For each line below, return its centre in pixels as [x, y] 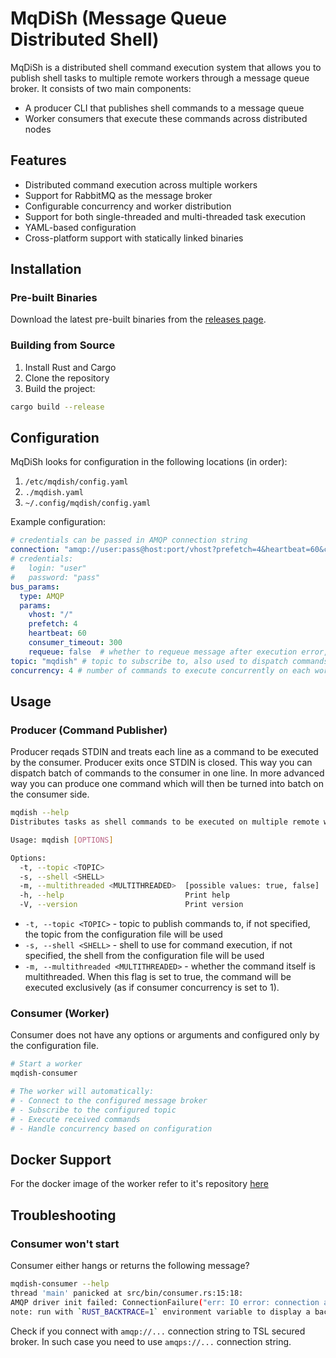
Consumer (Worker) [60, 1014]
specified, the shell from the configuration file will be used [144, 956]
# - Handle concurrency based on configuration [111, 1128]
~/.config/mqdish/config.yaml [88, 503]
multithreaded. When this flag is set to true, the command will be [158, 977]
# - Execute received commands [75, 1119]
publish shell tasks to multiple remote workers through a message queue [160, 78]
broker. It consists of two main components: [101, 88]
